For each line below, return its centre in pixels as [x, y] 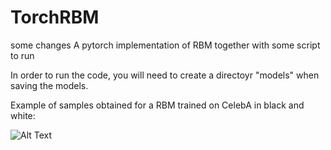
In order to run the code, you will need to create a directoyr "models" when [165, 75]
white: [23, 115]
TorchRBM [55, 17]
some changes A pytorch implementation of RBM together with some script [165, 45]
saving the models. [49, 85]
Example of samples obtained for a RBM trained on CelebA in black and [157, 105]
